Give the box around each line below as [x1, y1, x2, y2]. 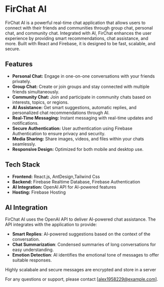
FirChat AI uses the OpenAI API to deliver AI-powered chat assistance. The [5, 216, 156, 222]
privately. [12, 78, 31, 84]
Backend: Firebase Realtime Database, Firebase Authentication [12, 178, 141, 185]
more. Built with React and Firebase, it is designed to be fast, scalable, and [5, 40, 156, 46]
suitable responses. [12, 257, 52, 263]
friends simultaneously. [12, 88, 60, 94]
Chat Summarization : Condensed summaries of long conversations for [12, 242, 156, 248]
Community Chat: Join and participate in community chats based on [12, 94, 152, 100]
